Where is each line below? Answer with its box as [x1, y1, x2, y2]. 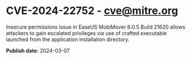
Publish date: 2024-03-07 [6, 47, 70, 54]
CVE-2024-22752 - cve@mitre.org [6, 4, 179, 18]
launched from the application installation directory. [6, 36, 130, 43]
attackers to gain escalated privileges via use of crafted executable [6, 29, 167, 36]
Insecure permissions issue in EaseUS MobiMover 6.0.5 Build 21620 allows [6, 23, 186, 30]
